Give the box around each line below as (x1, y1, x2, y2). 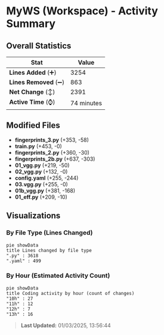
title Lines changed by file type (6, 247, 92, 253)
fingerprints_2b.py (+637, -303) (14, 155, 95, 162)
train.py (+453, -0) (14, 142, 63, 150)
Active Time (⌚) (9, 98, 55, 106)
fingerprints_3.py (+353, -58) (14, 136, 89, 143)
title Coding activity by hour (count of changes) (6, 290, 135, 296)
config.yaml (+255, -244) (14, 174, 79, 182)
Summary (6, 17, 55, 30)
